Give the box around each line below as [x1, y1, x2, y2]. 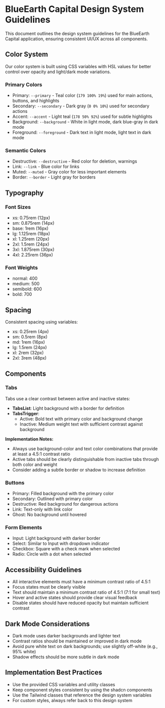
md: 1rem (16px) [12, 339, 46, 345]
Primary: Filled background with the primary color [12, 491, 114, 497]
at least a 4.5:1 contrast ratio [12, 451, 70, 457]
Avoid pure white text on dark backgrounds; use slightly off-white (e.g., [12, 643, 158, 649]
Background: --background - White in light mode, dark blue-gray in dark [12, 119, 159, 125]
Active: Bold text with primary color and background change [19, 416, 143, 422]
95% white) [12, 649, 36, 655]
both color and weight [12, 461, 57, 467]
